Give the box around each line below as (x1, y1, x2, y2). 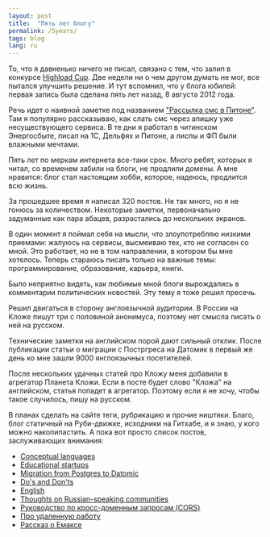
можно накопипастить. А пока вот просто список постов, (8, 427, 207, 437)
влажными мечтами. (8, 139, 81, 149)
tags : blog (8, 34, 45, 43)
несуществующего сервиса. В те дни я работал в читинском (8, 123, 218, 132)
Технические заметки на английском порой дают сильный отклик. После (8, 336, 262, 346)
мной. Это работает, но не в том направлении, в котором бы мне (8, 247, 234, 256)
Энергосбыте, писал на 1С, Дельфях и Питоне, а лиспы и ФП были (8, 131, 238, 141)
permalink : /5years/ (8, 27, 78, 35)
